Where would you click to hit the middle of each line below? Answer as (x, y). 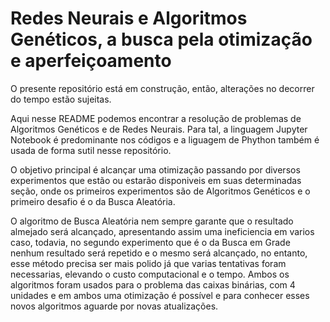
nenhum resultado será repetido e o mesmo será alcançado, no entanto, (159, 253)
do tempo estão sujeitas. (61, 99)
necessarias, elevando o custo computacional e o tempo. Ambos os (150, 274)
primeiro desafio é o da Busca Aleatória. (93, 201)
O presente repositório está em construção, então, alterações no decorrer (162, 88)
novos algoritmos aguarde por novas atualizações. (114, 306)
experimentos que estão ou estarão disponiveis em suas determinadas (156, 180)
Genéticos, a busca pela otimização (161, 39)
